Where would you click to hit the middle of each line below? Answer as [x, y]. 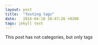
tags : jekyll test [24, 23]
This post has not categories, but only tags [49, 37]
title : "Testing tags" [30, 14]
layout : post [19, 10]
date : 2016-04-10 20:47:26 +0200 [42, 19]
